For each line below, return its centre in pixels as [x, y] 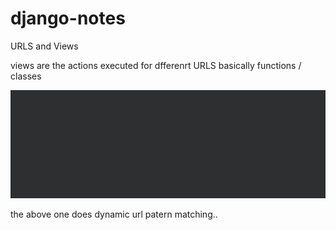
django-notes [68, 18]
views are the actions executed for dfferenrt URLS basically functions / [156, 65]
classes [26, 76]
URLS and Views [44, 46]
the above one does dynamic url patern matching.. [114, 214]
